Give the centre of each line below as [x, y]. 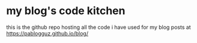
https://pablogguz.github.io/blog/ [47, 33]
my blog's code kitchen [66, 11]
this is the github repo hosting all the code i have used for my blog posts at [98, 27]
